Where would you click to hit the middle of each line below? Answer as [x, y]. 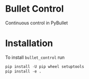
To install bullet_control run [35, 57]
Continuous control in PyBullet [36, 23]
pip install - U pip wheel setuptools [45, 66]
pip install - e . [23, 71]
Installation [29, 43]
